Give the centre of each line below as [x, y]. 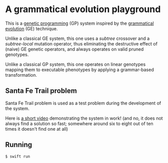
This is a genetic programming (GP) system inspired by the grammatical [80, 23]
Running [19, 145]
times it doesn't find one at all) [37, 129]
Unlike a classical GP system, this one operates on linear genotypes [75, 64]
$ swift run [18, 156]
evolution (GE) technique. [31, 28]
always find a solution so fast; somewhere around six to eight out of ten [79, 123]
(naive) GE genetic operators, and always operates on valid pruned [74, 49]
